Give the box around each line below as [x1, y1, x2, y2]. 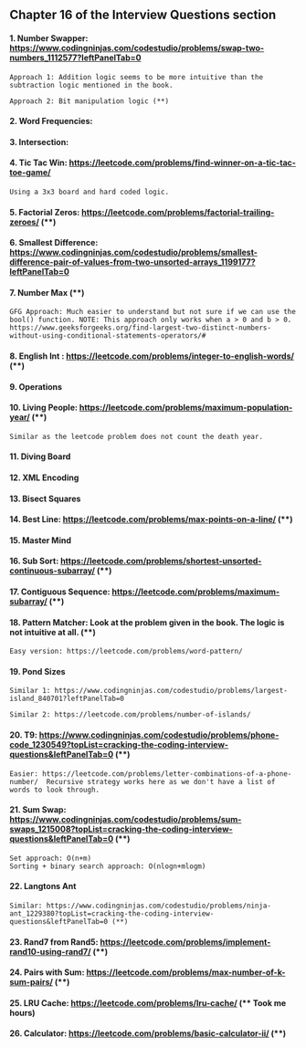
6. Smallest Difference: [9, 237, 99, 248]
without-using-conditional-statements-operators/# [9, 331, 206, 341]
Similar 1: [9, 686, 51, 696]
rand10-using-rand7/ [9, 946, 91, 957]
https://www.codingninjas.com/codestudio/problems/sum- [9, 814, 242, 825]
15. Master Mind [9, 534, 71, 546]
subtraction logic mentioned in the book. [9, 80, 174, 89]
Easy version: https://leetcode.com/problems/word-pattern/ [9, 647, 244, 656]
